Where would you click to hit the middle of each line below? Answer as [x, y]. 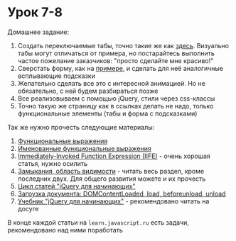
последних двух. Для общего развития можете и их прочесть [112, 179]
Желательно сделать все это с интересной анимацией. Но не [112, 83]
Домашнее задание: [38, 32]
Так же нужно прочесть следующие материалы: [81, 127]
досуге [28, 208]
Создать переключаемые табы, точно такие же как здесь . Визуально [123, 45]
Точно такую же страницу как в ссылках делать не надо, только [116, 106]
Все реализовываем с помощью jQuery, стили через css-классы [116, 98]
